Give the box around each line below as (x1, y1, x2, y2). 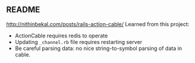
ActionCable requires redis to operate (14, 32, 108, 39)
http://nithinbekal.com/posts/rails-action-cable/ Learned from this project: (6, 20, 190, 27)
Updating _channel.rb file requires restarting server (14, 38, 143, 45)
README (6, 5, 40, 15)
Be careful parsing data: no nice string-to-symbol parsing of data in (14, 45, 182, 52)
